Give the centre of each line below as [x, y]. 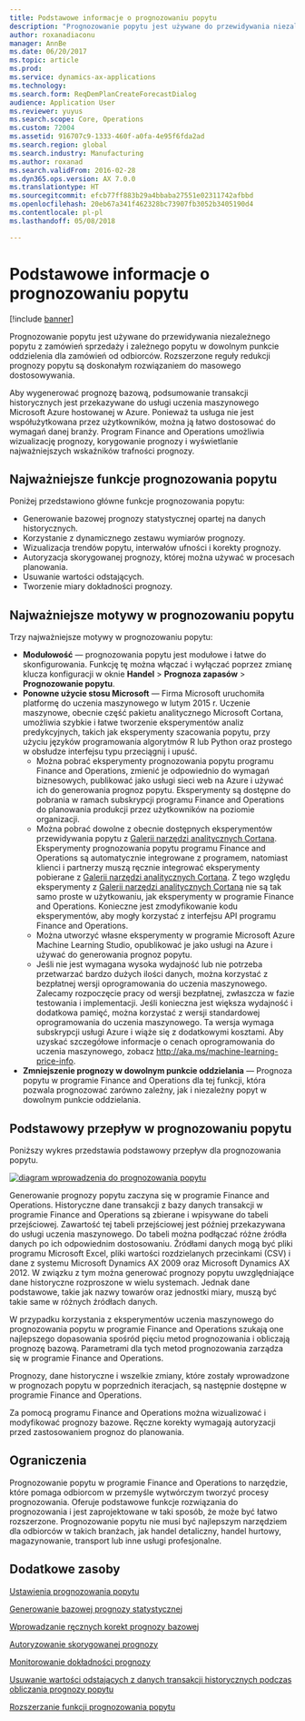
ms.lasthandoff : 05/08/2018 [63, 221]
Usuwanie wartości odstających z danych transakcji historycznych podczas [151, 1679]
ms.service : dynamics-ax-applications [83, 77]
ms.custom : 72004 [42, 128]
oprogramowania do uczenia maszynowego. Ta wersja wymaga [155, 1023]
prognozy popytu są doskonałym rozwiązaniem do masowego [125, 365]
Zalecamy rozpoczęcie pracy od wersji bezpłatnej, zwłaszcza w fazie [165, 993]
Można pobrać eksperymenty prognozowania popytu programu [155, 761]
